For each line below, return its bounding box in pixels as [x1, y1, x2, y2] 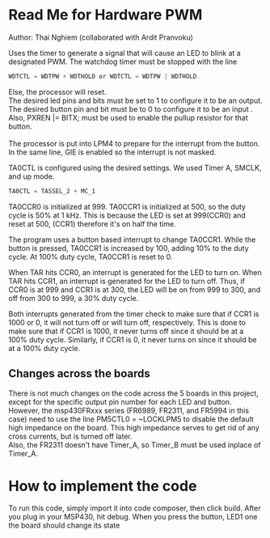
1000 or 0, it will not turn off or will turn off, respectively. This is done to [8, 317, 247, 327]
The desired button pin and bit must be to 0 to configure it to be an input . [8, 104, 253, 114]
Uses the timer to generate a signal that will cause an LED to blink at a [8, 48, 241, 57]
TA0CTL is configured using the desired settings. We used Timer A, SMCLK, [8, 163, 262, 172]
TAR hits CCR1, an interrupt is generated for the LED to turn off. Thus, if [8, 276, 245, 286]
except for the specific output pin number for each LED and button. [8, 396, 232, 406]
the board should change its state [8, 520, 120, 531]
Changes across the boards [8, 366, 151, 381]
